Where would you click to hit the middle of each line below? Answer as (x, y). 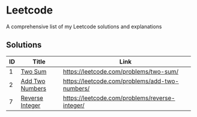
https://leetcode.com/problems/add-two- (121, 81)
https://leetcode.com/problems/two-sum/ (121, 71)
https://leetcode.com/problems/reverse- (119, 98)
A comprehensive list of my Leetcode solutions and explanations (84, 26)
